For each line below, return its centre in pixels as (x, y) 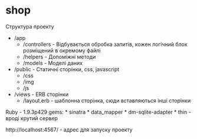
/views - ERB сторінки (41, 94)
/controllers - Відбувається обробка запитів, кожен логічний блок (105, 44)
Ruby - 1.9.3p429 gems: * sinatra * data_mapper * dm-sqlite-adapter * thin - (98, 112)
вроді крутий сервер (32, 118)
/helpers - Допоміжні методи (59, 57)
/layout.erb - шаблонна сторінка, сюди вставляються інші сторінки (107, 100)
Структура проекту (30, 27)
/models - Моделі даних (53, 63)
